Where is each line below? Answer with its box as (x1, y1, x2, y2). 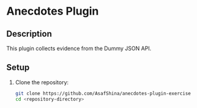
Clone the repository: (15, 78, 69, 86)
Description (6, 29, 52, 39)
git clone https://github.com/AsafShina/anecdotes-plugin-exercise (15, 90, 191, 96)
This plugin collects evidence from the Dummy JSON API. (6, 45, 152, 52)
